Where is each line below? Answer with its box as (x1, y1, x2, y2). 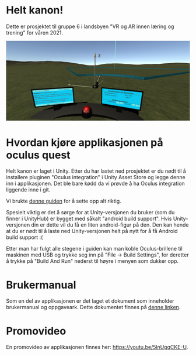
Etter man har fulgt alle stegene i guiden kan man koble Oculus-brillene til (6, 245, 183, 252)
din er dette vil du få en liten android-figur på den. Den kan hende (31, 221, 189, 228)
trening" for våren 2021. (6, 29, 63, 36)
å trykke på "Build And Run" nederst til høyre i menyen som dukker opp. (6, 258, 179, 265)
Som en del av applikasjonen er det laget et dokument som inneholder (6, 297, 174, 304)
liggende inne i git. (6, 186, 51, 193)
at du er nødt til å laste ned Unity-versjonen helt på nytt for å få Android (6, 228, 178, 235)
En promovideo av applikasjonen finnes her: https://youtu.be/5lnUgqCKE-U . (6, 344, 188, 351)
